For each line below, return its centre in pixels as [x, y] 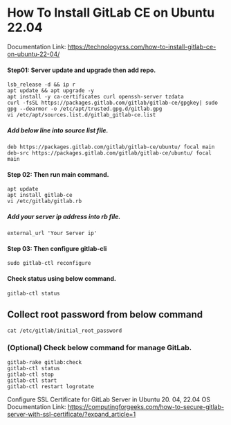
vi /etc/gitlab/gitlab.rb [44, 201]
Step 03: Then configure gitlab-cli [57, 248]
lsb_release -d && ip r [41, 85]
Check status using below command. [62, 279]
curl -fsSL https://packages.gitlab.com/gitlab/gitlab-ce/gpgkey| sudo [112, 103]
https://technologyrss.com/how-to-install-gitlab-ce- [142, 46]
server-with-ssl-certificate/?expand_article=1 [72, 414]
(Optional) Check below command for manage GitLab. [100, 348]
